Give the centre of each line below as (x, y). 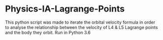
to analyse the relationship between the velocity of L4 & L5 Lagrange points (81, 27)
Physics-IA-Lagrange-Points (65, 9)
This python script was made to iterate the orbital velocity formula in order (80, 22)
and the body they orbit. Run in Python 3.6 (48, 32)
